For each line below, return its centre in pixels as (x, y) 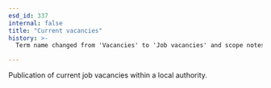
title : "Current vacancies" (56, 30)
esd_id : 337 (28, 16)
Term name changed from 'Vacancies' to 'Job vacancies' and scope (129, 46)
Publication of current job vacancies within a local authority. (108, 75)
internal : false (35, 23)
